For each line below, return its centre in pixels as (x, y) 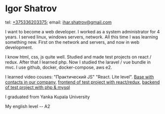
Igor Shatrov (31, 9)
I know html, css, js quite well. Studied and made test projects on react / (78, 57)
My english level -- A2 (28, 106)
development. (19, 47)
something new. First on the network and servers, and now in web (72, 42)
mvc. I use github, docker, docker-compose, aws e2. (59, 67)
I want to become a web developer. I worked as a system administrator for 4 (82, 31)
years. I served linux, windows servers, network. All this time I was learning (82, 37)
